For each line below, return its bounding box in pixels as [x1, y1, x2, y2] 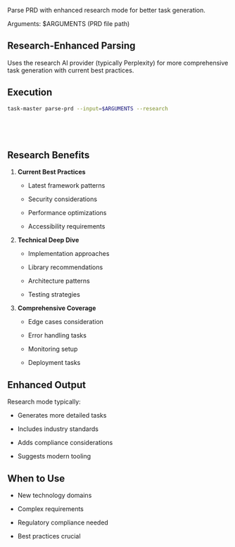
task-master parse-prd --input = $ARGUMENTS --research [7, 105, 169, 112]
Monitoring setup [27, 345, 78, 354]
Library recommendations [27, 263, 103, 271]
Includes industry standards [17, 425, 99, 433]
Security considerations [27, 195, 97, 203]
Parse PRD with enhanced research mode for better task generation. [7, 6, 206, 14]
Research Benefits [7, 149, 90, 161]
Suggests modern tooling [17, 452, 91, 461]
